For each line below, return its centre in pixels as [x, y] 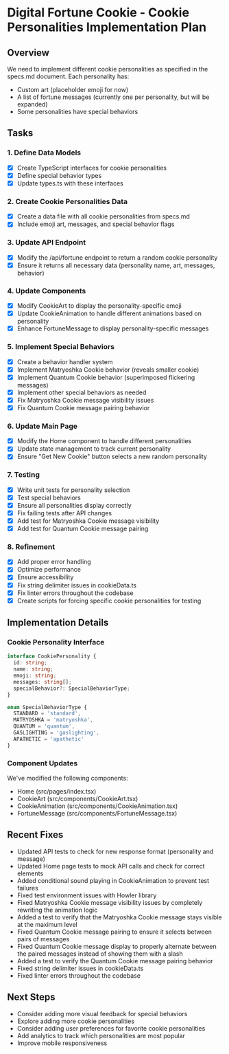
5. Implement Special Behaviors [61, 347]
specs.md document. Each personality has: [68, 76]
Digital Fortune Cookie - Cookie [98, 13]
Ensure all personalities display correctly [74, 505]
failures [28, 888]
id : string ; [31, 663]
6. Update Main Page [42, 426]
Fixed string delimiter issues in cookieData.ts [80, 968]
